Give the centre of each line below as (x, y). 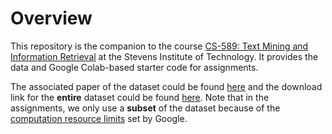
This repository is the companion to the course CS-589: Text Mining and (159, 46)
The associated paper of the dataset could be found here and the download (166, 86)
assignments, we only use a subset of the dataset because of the (145, 108)
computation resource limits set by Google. (99, 118)
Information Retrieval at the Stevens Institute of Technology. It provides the (164, 56)
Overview (51, 18)
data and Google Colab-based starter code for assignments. (134, 67)
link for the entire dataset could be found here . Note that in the (140, 97)
